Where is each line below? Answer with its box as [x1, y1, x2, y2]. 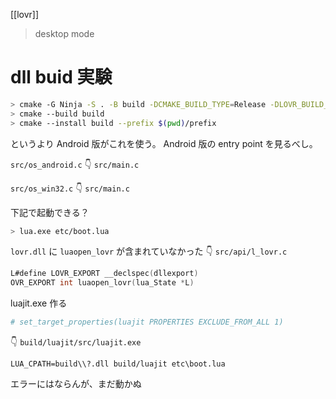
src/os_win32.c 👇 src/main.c [10, 182, 130, 194]
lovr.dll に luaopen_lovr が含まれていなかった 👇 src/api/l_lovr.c [10, 245, 288, 258]
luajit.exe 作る [10, 297, 68, 309]
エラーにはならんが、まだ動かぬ [10, 378, 142, 390]
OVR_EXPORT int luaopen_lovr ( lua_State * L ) [10, 278, 195, 288]
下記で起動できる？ [10, 206, 90, 218]
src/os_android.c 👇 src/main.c [10, 158, 140, 170]
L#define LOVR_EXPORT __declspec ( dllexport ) [10, 269, 199, 279]
